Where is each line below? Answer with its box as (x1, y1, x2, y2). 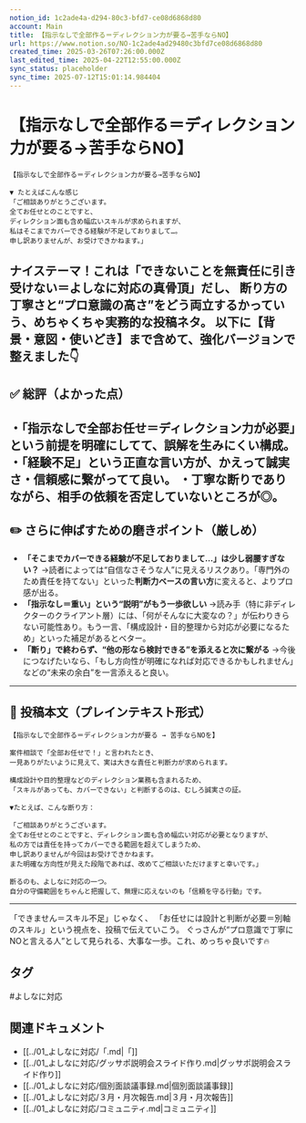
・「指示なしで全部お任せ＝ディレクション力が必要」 (9, 421, 296, 436)
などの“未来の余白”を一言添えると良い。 (22, 667, 174, 678)
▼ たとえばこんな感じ (9, 188, 79, 197)
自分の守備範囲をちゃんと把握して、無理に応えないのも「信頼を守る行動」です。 (9, 887, 266, 897)
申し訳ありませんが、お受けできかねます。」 (9, 236, 148, 245)
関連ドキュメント (9, 1020, 106, 1035)
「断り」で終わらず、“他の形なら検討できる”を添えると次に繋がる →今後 (22, 644, 296, 655)
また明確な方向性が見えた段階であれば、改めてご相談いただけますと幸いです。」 (9, 859, 263, 869)
